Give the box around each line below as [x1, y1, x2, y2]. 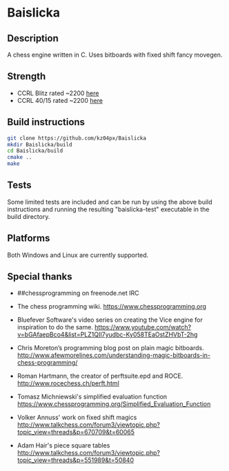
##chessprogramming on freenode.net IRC [17, 289, 139, 298]
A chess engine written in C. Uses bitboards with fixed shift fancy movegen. [7, 50, 223, 59]
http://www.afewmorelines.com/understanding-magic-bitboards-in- [17, 351, 211, 360]
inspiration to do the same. [17, 323, 93, 331]
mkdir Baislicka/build [7, 141, 72, 148]
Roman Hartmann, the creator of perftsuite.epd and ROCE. [17, 372, 183, 381]
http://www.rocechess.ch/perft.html [17, 379, 119, 387]
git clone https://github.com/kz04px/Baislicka [7, 135, 147, 142]
